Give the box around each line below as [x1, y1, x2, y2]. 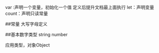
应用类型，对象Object [5, 42, 50, 48]
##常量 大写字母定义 [5, 21, 48, 27]
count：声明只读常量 [5, 10, 48, 16]
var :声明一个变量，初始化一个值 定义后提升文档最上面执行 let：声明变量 [5, 4, 154, 10]
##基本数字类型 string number [5, 32, 68, 37]
